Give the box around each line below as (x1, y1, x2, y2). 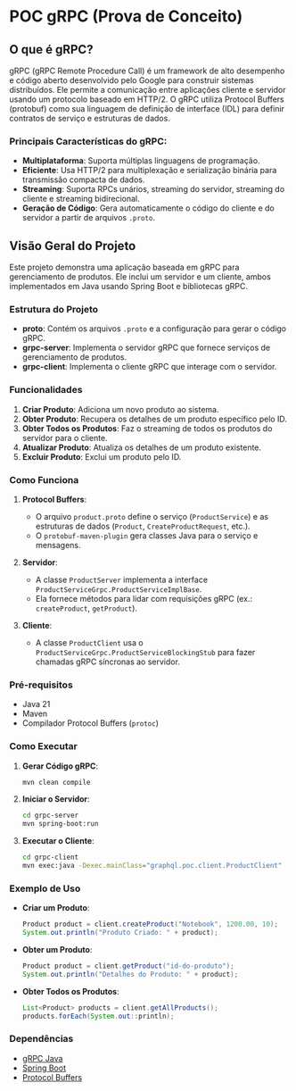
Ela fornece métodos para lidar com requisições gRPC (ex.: (35, 594, 252, 604)
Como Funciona (9, 473, 79, 486)
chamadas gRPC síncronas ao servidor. (35, 656, 181, 667)
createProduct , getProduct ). (35, 603, 138, 613)
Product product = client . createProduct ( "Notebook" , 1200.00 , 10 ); (21, 920, 279, 929)
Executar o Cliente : (21, 836, 95, 846)
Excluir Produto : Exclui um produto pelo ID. (21, 451, 182, 462)
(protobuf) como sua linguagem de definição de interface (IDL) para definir (9, 104, 285, 113)
